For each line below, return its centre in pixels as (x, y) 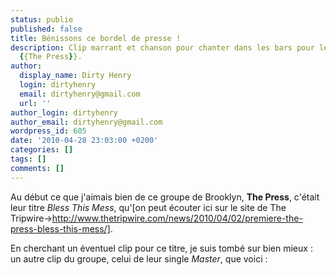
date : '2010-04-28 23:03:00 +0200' (84, 141)
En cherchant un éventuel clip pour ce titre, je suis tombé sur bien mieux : (161, 248)
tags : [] (28, 159)
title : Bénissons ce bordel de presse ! (96, 38)
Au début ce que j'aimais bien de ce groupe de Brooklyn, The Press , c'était (165, 197)
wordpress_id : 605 (48, 131)
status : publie (42, 19)
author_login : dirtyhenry (64, 112)
